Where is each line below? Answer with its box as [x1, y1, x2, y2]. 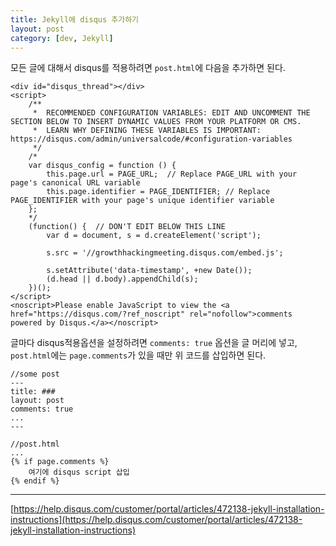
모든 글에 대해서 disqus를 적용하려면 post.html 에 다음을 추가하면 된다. [10, 62, 286, 74]
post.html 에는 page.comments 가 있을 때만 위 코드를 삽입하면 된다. [10, 349, 267, 361]
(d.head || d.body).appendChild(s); [46, 274, 199, 285]
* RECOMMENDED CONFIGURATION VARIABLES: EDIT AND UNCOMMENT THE [32, 108, 311, 118]
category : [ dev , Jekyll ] [10, 33, 114, 43]
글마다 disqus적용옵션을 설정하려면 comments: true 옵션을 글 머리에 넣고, [10, 337, 298, 349]
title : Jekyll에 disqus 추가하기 [10, 14, 140, 25]
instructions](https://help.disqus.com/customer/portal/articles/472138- [10, 514, 303, 526]
